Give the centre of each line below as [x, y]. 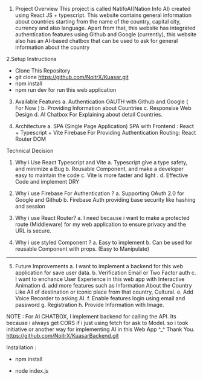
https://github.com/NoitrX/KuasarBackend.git [63, 336]
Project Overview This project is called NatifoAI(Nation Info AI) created [103, 9]
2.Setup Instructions [31, 59]
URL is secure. [33, 231]
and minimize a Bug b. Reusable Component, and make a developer [99, 169]
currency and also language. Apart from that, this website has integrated [105, 28]
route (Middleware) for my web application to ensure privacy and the [100, 224]
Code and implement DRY [47, 182]
